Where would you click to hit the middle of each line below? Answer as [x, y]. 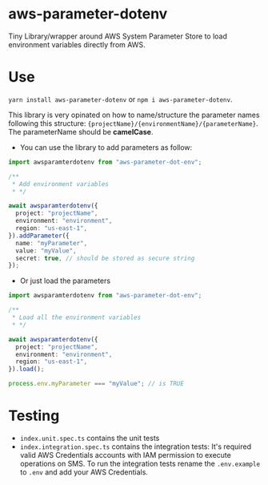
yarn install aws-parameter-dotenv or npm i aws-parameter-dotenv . [120, 99]
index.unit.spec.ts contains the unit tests [90, 438]
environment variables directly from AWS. [77, 44]
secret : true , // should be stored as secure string [105, 258]
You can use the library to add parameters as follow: [106, 147]
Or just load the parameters [65, 281]
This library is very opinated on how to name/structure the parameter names [134, 115]
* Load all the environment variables [76, 317]
